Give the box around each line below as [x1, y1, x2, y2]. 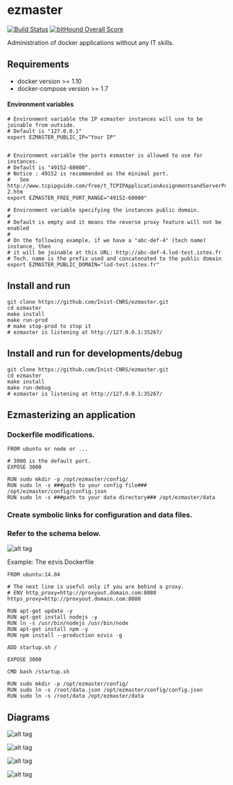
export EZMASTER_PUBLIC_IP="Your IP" [7, 134, 116, 141]
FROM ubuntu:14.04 [7, 571, 60, 578]
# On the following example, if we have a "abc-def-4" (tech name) [7, 236, 207, 244]
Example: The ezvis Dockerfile [7, 558, 94, 567]
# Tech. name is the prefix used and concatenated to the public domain [7, 255, 222, 262]
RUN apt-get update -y [7, 607, 73, 615]
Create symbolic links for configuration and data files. [7, 510, 193, 520]
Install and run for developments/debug [7, 347, 182, 359]
